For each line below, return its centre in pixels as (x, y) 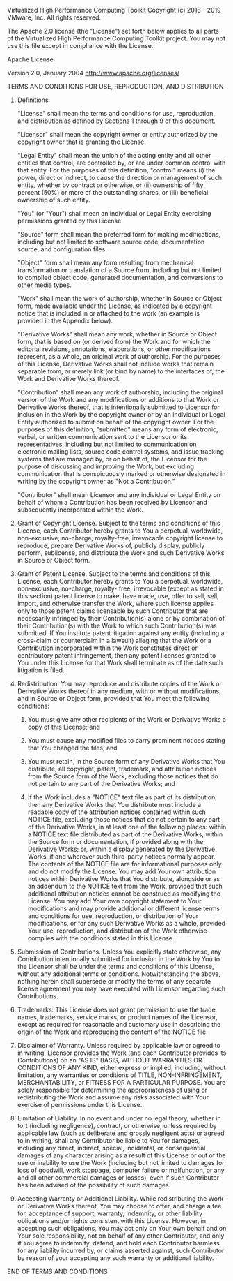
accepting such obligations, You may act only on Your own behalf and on (122, 1228)
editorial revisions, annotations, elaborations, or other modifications (114, 349)
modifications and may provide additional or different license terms (124, 908)
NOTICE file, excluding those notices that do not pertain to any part (124, 819)
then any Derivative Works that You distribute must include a (114, 805)
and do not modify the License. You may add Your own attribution (122, 871)
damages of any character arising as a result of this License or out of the (121, 1155)
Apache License (30, 59)
